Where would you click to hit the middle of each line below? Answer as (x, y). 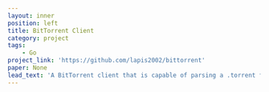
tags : (16, 46)
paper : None (27, 68)
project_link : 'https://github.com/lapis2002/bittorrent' (106, 61)
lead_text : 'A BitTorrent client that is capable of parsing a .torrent (132, 75)
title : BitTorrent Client (51, 30)
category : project (38, 38)
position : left (33, 23)
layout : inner (31, 16)
